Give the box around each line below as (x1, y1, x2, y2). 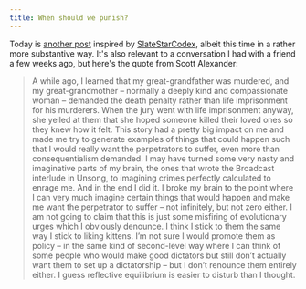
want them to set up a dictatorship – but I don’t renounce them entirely (31, 259, 297, 270)
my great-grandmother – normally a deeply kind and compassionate (31, 85, 289, 96)
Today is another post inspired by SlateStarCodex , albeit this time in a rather (9, 38, 296, 49)
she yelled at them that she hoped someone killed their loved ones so (31, 114, 294, 125)
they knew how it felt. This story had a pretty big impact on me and (31, 124, 285, 135)
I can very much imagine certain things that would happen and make (31, 191, 290, 202)
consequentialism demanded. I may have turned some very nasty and (31, 152, 295, 164)
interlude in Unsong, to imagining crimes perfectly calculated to (31, 172, 271, 183)
